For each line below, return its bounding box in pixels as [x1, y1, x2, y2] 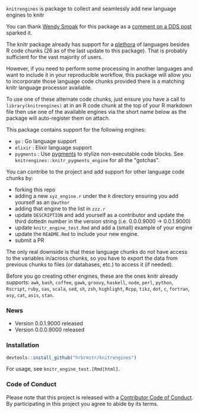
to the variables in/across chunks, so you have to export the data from [6, 254, 178, 262]
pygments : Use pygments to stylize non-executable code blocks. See [14, 150, 184, 157]
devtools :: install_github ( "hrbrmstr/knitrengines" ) [6, 355, 137, 361]
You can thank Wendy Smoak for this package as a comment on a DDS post [6, 23, 192, 30]
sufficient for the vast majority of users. [6, 54, 103, 60]
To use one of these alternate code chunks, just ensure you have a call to [6, 95, 185, 103]
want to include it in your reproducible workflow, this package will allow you [6, 72, 191, 78]
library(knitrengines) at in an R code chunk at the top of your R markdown [6, 102, 192, 109]
